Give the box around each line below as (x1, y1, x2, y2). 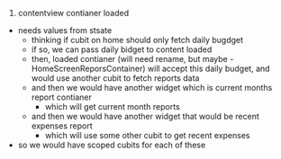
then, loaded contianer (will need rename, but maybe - (31, 54, 234, 64)
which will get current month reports (44, 102, 180, 111)
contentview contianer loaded (17, 8, 129, 18)
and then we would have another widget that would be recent (31, 111, 259, 121)
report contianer (31, 92, 92, 102)
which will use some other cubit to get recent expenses (44, 130, 250, 140)
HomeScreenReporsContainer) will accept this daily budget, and (31, 63, 270, 74)
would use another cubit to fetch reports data (31, 73, 200, 84)
